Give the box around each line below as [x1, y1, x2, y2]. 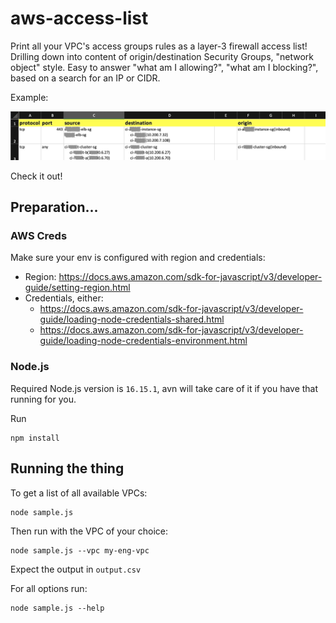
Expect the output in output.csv [10, 563, 142, 575]
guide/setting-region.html [24, 282, 131, 294]
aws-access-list [10, 7, 149, 30]
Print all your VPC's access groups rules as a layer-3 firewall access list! [10, 40, 308, 52]
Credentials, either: [24, 292, 104, 304]
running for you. [10, 393, 77, 405]
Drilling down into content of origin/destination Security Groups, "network [10, 50, 315, 62]
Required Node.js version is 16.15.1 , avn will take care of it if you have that [10, 382, 319, 394]
